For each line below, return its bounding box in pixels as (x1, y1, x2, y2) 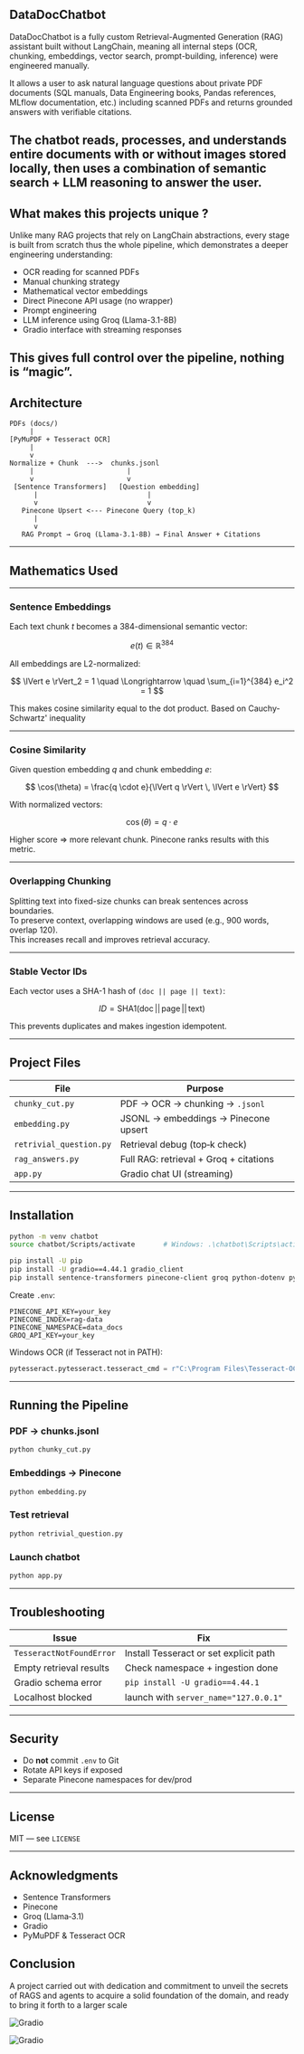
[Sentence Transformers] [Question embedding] (13, 483, 201, 492)
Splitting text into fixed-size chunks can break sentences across (9, 895, 249, 906)
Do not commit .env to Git (22, 1755, 119, 1766)
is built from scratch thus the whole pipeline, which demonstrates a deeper (9, 240, 289, 251)
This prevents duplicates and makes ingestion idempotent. (9, 1020, 228, 1031)
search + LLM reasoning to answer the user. (9, 175, 262, 191)
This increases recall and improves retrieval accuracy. (9, 933, 211, 944)
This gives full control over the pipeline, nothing (9, 350, 285, 365)
